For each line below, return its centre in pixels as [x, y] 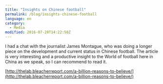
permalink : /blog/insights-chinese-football [51, 14]
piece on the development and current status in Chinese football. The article [82, 51]
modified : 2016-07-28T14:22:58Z [38, 32]
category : [15, 23]
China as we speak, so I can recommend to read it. [56, 62]
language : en [18, 19]
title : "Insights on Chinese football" [46, 10]
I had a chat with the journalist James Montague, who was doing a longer [79, 46]
